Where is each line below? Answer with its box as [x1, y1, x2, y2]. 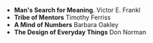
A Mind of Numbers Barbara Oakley [13, 21, 119, 28]
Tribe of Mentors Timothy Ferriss [13, 13, 111, 21]
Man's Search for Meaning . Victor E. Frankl [13, 6, 140, 14]
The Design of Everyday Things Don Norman [13, 28, 147, 36]
